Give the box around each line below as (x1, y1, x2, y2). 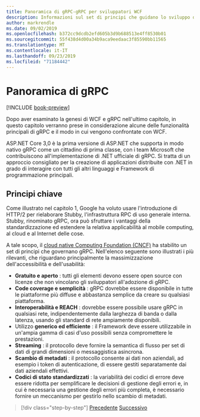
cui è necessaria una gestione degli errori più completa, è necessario (14, 386, 185, 394)
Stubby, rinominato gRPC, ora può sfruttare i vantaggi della (6, 217, 151, 224)
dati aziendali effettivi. (14, 367, 70, 375)
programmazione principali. (6, 171, 74, 179)
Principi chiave (6, 189, 62, 199)
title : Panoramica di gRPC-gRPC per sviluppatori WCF (6, 8, 143, 15)
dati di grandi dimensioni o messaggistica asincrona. (14, 348, 144, 356)
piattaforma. (14, 298, 45, 305)
